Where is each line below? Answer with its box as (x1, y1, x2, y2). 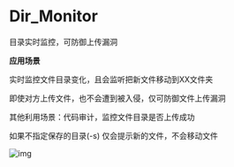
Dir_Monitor (9, 6, 99, 27)
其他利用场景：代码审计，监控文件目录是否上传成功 (9, 111, 195, 122)
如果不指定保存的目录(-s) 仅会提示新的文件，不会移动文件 (9, 130, 218, 140)
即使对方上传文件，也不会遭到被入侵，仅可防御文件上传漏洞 (9, 93, 226, 103)
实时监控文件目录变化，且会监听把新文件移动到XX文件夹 (9, 73, 214, 85)
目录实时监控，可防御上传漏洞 (9, 36, 117, 47)
